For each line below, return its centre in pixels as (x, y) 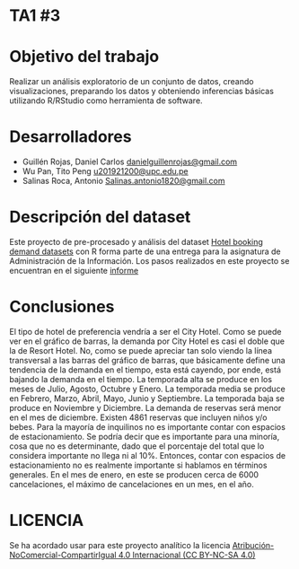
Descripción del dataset (100, 217)
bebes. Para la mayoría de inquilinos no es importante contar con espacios (147, 426)
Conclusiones (62, 307)
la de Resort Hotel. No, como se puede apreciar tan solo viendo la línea (141, 350)
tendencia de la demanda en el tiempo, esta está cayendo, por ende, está (145, 370)
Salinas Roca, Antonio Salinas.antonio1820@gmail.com (123, 181)
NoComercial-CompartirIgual (63, 555)
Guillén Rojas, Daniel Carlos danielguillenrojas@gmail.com (130, 162)
